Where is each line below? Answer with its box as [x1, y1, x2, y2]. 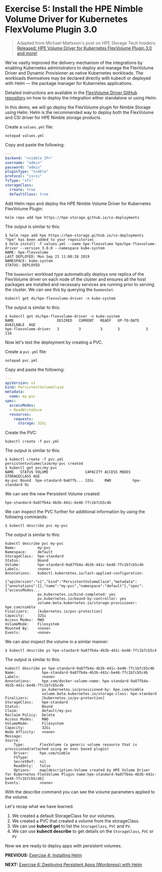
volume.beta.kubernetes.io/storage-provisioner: [37, 601, 137, 605]
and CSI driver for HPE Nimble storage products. [5, 114, 102, 120]
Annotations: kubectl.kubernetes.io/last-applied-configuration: [5, 571, 144, 576]
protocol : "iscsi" [5, 174, 42, 179]
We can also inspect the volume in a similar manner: [5, 639, 109, 645]
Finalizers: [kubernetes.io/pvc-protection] [5, 609, 103, 614]
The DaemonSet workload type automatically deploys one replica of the [5, 271, 144, 277]
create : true [9, 187, 36, 192]
